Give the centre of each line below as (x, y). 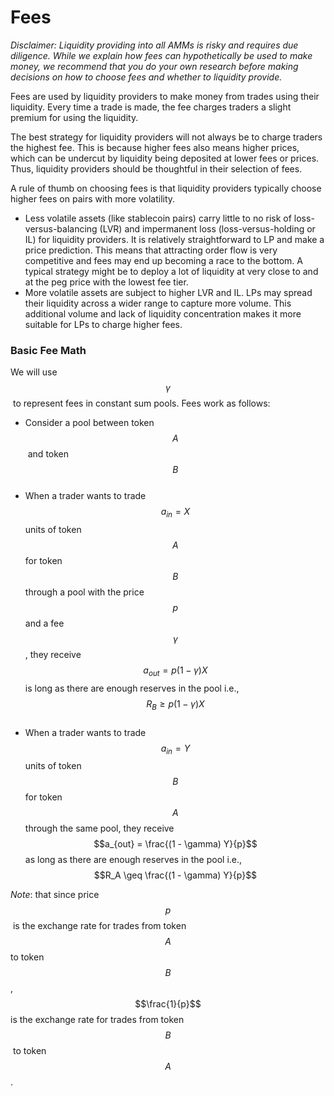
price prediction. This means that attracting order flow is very (151, 250)
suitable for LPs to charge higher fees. (103, 324)
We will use (34, 372)
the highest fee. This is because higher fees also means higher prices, (155, 147)
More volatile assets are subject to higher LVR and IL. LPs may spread (168, 292)
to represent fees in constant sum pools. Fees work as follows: (141, 403)
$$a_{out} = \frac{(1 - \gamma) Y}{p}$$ (175, 844)
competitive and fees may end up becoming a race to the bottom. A (163, 260)
